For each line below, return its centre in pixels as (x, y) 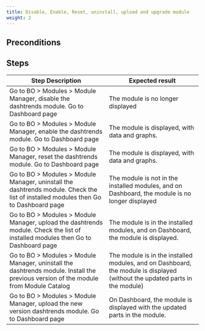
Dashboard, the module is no (150, 193)
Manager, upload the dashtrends (56, 222)
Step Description (56, 80)
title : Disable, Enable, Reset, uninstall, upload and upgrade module (98, 12)
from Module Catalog (40, 286)
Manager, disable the (40, 99)
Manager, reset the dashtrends (54, 157)
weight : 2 (19, 18)
